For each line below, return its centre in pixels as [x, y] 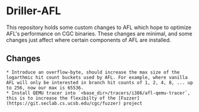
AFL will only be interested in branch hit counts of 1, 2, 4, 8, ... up [100, 82]
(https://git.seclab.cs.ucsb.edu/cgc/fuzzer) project [74, 103]
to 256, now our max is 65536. [45, 88]
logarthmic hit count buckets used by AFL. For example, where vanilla [97, 77]
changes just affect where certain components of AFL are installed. [89, 40]
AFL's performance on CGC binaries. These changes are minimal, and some [99, 33]
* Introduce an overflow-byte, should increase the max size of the [93, 72]
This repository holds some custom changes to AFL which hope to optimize [99, 27]
